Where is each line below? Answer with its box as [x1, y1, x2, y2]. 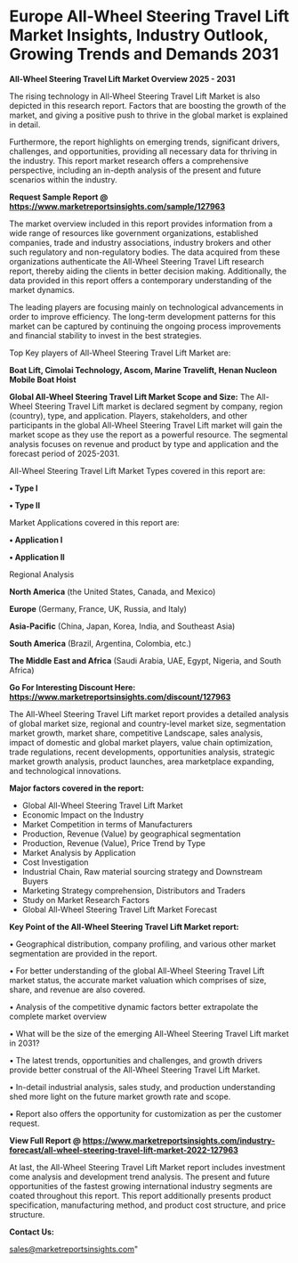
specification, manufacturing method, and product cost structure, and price [9, 1200, 286, 1210]
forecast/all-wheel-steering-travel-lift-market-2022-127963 [9, 1145, 238, 1155]
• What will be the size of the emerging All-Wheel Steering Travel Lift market [9, 1028, 289, 1039]
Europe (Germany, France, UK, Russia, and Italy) [9, 603, 187, 614]
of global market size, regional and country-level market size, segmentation [9, 718, 286, 729]
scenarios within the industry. [9, 174, 117, 184]
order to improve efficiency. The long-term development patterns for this [9, 311, 276, 322]
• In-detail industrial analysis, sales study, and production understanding [9, 1081, 276, 1092]
